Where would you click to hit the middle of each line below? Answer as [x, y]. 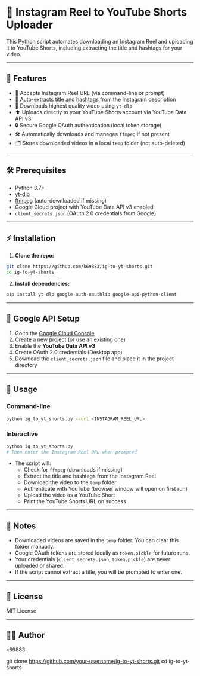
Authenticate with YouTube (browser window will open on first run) [105, 489]
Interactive [22, 434]
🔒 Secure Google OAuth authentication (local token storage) [88, 125]
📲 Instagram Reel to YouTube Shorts [97, 12]
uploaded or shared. [40, 566]
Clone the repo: [35, 256]
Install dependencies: [42, 284]
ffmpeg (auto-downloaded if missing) [61, 200]
